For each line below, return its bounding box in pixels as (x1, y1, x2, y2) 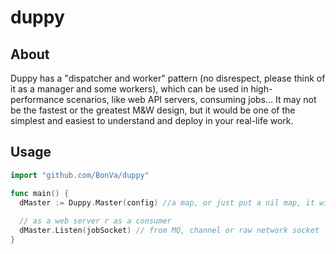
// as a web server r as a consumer (19, 216, 172, 226)
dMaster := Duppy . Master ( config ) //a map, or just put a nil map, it (19, 197, 315, 208)
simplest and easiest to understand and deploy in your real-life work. (10, 115, 294, 126)
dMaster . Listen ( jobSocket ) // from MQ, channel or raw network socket (19, 226, 320, 236)
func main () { (10, 188, 70, 198)
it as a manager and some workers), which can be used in (10, 83, 249, 95)
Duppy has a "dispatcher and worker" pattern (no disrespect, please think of (10, 72, 326, 84)
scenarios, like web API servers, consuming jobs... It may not (66, 94, 317, 105)
